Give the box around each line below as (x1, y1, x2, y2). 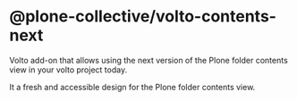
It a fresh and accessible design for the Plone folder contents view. (9, 81, 256, 92)
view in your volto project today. (9, 64, 128, 75)
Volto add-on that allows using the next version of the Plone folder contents (9, 55, 288, 65)
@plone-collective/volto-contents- (9, 6, 277, 27)
